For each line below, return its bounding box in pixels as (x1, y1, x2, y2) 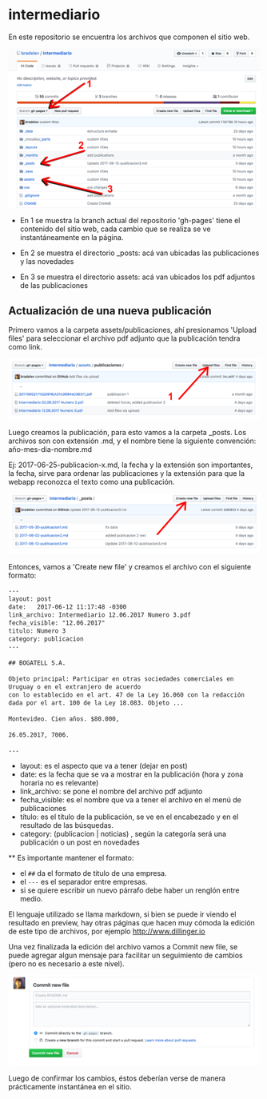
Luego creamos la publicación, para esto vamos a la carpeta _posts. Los (8, 427, 246, 437)
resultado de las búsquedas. (19, 821, 114, 830)
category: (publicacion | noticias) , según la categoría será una (19, 829, 226, 839)
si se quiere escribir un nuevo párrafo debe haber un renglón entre (19, 885, 240, 895)
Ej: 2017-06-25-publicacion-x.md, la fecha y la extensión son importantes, (8, 460, 253, 470)
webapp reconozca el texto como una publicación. (8, 477, 175, 486)
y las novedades (19, 257, 74, 266)
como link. (8, 342, 42, 352)
